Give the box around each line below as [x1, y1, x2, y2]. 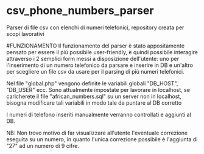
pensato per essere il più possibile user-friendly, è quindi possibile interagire [6, 48, 199, 55]
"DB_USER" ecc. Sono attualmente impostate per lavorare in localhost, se [6, 86, 191, 93]
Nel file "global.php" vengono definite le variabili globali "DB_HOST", [6, 80, 178, 87]
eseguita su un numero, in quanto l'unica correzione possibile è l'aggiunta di [6, 135, 198, 143]
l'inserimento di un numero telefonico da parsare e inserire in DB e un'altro [6, 61, 194, 69]
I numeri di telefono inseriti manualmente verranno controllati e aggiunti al [6, 111, 192, 118]
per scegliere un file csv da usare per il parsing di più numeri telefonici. [6, 68, 185, 75]
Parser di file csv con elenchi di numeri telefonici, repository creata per [6, 24, 185, 31]
